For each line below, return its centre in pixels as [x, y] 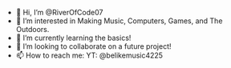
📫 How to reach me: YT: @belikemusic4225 [89, 55]
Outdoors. [32, 29]
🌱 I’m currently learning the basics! [73, 38]
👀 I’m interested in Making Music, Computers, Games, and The [119, 21]
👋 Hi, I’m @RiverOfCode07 [59, 12]
